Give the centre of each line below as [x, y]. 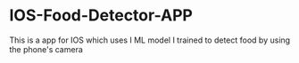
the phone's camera [46, 49]
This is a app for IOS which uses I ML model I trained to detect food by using [150, 40]
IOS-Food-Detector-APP [101, 16]
